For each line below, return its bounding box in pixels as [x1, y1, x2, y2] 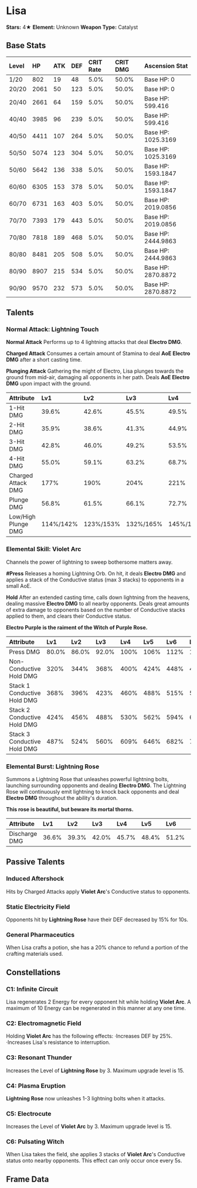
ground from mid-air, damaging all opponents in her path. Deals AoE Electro [6, 374, 190, 381]
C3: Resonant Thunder [6, 1053, 72, 1062]
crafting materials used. [6, 951, 63, 958]
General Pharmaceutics [6, 931, 75, 939]
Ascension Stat [144, 62, 188, 70]
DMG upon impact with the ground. [6, 380, 91, 387]
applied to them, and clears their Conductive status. [6, 613, 131, 620]
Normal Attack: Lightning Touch [6, 325, 99, 333]
